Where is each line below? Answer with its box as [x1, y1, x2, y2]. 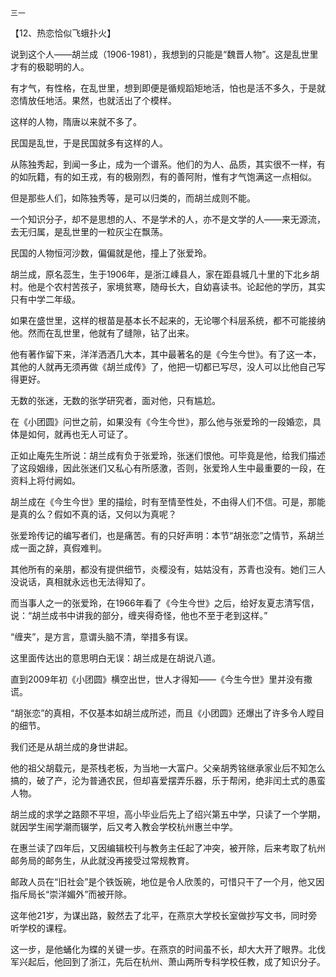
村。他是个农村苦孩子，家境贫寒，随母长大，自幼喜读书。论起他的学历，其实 [10, 281, 326, 292]
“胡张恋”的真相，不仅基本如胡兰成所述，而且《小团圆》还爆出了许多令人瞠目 [10, 707, 325, 719]
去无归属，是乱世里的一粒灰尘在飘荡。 [10, 226, 168, 237]
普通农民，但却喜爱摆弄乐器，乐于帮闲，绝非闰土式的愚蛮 [88, 775, 326, 786]
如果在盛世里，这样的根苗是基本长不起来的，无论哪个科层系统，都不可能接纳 [10, 315, 326, 326]
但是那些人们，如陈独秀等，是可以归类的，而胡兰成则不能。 [10, 192, 256, 204]
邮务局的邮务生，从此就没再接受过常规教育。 [10, 855, 195, 866]
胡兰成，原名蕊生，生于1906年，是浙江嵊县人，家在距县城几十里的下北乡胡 [10, 268, 320, 280]
